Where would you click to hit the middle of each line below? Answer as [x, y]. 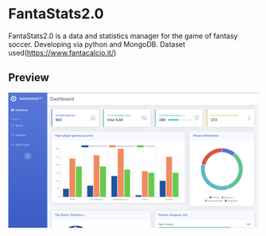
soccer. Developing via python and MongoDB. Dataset [97, 44]
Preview [29, 77]
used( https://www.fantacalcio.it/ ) [62, 52]
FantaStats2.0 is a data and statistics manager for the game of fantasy [123, 36]
